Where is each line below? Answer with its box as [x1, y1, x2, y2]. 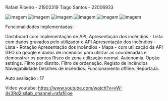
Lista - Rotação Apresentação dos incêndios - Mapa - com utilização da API [5, 44, 163, 50]
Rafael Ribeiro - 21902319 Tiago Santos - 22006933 [5, 5, 114, 10]
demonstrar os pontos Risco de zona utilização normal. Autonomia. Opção [5, 55, 160, 61]
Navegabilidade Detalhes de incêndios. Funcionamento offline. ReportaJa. [5, 65, 159, 71]
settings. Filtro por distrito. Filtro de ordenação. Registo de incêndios [5, 60, 148, 66]
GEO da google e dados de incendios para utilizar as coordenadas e [5, 50, 147, 55]
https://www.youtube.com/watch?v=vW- [37, 85, 123, 91]
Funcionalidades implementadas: [5, 24, 74, 30]
